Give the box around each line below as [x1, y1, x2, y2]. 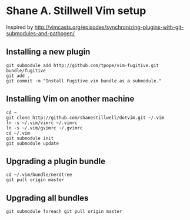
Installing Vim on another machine [6, 94, 135, 104]
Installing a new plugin [6, 47, 91, 57]
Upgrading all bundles [6, 193, 89, 203]
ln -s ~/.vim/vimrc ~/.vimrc [6, 119, 78, 126]
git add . [6, 72, 31, 79]
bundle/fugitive [6, 68, 46, 74]
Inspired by [6, 24, 34, 31]
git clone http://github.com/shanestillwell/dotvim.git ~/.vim [6, 115, 165, 121]
